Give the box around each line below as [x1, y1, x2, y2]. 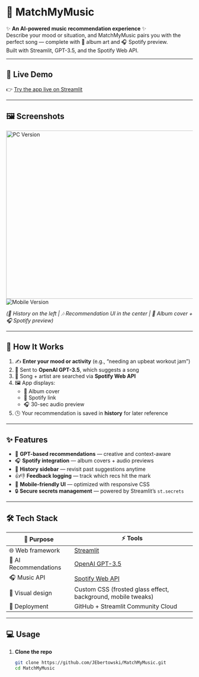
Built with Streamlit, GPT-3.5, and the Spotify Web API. [6, 47, 139, 54]
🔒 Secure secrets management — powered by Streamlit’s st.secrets [14, 487, 184, 494]
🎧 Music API [9, 573, 46, 582]
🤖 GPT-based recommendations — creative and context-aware [14, 451, 171, 458]
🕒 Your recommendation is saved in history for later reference [14, 410, 168, 417]
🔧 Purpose [23, 535, 54, 543]
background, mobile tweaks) [74, 593, 154, 601]
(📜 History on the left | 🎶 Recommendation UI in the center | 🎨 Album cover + [6, 309, 193, 317]
